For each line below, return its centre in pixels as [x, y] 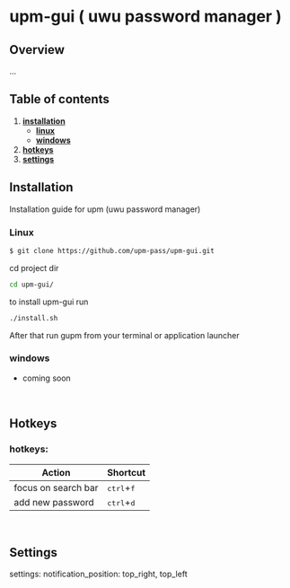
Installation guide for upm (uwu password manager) [105, 209]
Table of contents [59, 99]
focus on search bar [56, 487]
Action [56, 472]
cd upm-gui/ [31, 285]
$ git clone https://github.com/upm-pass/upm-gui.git [112, 250]
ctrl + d [121, 502]
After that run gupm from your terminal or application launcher [124, 335]
